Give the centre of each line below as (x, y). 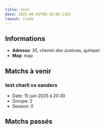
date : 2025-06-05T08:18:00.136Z (38, 14)
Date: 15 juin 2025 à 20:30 (39, 96)
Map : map (22, 56)
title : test (17, 10)
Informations (25, 39)
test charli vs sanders (31, 85)
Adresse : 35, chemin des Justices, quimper (56, 51)
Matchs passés (29, 121)
